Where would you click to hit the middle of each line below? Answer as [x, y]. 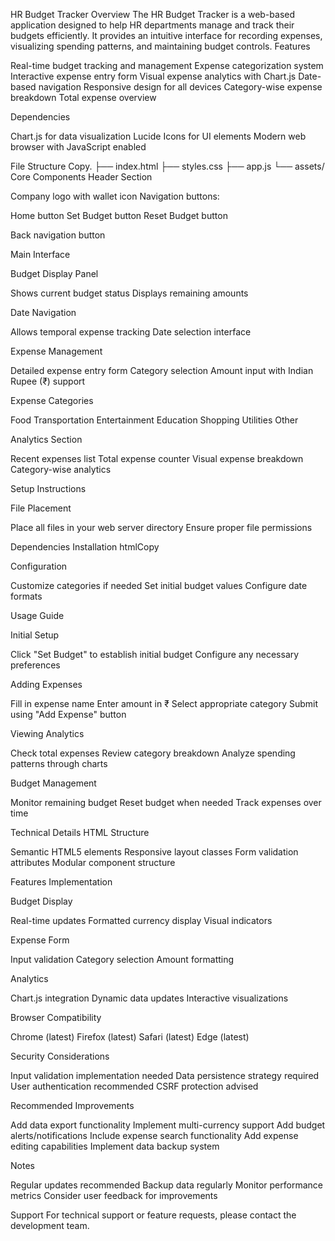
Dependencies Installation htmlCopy [85, 547]
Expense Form [40, 940]
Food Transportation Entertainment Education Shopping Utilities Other [154, 420]
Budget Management [53, 783]
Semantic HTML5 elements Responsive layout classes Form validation [154, 852]
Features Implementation [61, 882]
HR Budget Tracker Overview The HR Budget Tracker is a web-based [152, 14]
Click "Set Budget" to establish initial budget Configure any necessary [155, 654]
